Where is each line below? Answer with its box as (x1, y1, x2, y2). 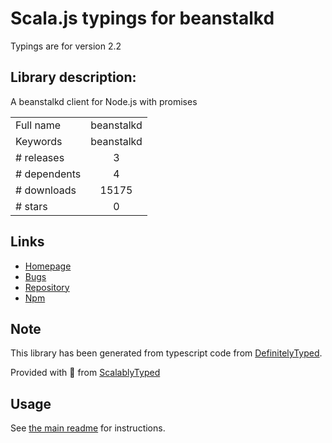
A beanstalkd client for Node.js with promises (10, 95, 198, 107)
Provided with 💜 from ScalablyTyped (10, 367, 161, 379)
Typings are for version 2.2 (10, 40, 122, 52)
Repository (24, 281, 70, 293)
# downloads (15, 183, 77, 197)
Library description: (10, 69, 137, 86)
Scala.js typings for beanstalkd (10, 7, 275, 30)
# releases (15, 150, 65, 164)
